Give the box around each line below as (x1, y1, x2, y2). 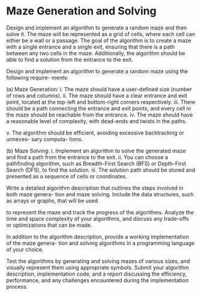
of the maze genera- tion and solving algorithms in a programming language (6, 239, 195, 247)
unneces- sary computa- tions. (6, 135, 83, 142)
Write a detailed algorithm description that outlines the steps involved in (6, 184, 184, 192)
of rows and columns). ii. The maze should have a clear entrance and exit (6, 92, 188, 99)
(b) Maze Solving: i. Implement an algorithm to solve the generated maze (6, 147, 186, 154)
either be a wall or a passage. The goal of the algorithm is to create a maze (6, 37, 191, 44)
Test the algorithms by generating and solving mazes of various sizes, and (6, 257, 190, 265)
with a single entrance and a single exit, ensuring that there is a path (6, 43, 175, 50)
